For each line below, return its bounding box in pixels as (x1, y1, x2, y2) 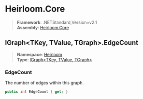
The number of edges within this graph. (5, 80, 84, 86)
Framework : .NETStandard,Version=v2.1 (16, 19, 97, 25)
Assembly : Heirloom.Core (16, 24, 69, 30)
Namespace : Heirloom (16, 51, 63, 57)
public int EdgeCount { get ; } (5, 89, 68, 94)
